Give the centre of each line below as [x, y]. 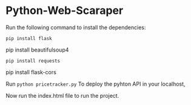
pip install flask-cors [31, 72]
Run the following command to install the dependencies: [76, 27]
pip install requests [33, 61]
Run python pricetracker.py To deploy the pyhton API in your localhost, [95, 84]
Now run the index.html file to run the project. [62, 95]
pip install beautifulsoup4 [37, 50]
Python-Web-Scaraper [65, 11]
